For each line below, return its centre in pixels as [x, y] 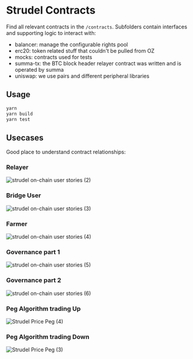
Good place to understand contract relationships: [66, 152]
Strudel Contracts [51, 10]
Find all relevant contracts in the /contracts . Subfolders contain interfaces [97, 27]
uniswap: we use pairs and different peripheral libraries [82, 76]
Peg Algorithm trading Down [48, 336]
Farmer [17, 224]
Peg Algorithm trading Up [44, 309]
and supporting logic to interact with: [51, 33]
